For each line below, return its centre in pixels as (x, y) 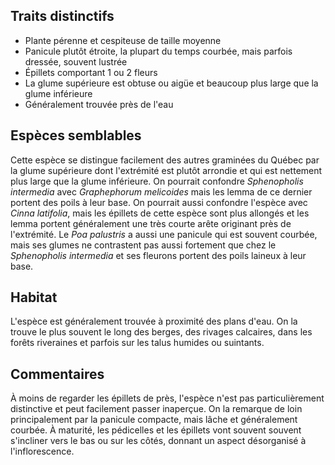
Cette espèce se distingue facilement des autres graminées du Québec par (165, 160)
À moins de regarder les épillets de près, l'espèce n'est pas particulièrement (167, 398)
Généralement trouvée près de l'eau (99, 104)
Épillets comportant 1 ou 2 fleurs (91, 72)
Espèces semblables (76, 135)
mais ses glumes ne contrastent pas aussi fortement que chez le (143, 245)
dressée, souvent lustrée (76, 61)
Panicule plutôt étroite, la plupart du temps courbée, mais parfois (158, 51)
